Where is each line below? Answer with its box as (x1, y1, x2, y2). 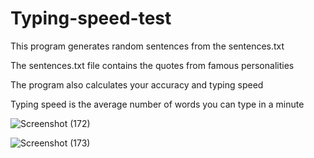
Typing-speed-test (10, 7, 172, 30)
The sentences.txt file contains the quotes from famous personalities (10, 59, 295, 71)
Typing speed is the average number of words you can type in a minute (10, 98, 305, 110)
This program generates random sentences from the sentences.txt (10, 40, 285, 52)
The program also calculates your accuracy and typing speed (10, 78, 264, 91)
